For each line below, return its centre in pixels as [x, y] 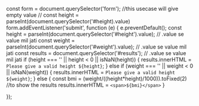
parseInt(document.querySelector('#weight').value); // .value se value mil [97, 47]
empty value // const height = [43, 15]
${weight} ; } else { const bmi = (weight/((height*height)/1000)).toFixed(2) [97, 78]
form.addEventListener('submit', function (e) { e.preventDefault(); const [94, 28]
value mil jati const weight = [41, 40]
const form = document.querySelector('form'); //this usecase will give [92, 9]
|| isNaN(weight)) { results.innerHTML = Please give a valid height [91, 72]
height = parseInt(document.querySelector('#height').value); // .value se [95, 34]
